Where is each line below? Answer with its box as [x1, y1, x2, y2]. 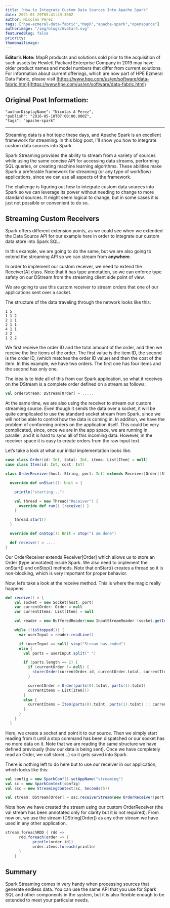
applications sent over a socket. [5, 290, 72, 296]
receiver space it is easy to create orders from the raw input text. [5, 438, 141, 444]
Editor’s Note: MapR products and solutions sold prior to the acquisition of [5, 54, 161, 60]
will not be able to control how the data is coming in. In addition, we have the [5, 416, 165, 423]
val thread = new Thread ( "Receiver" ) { [14, 499, 99, 504]
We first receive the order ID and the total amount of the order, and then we [5, 345, 162, 351]
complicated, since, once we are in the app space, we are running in [5, 427, 148, 433]
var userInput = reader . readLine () [18, 632, 94, 637]
